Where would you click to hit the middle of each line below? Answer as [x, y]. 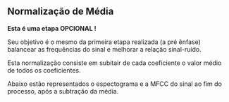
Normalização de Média [61, 12]
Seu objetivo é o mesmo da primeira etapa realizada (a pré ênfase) [104, 42]
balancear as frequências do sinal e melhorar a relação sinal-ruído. [105, 49]
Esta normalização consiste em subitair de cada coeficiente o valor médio [114, 63]
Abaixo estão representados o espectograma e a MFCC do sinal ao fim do [114, 84]
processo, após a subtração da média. [63, 91]
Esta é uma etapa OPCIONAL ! [52, 28]
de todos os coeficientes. [44, 70]
